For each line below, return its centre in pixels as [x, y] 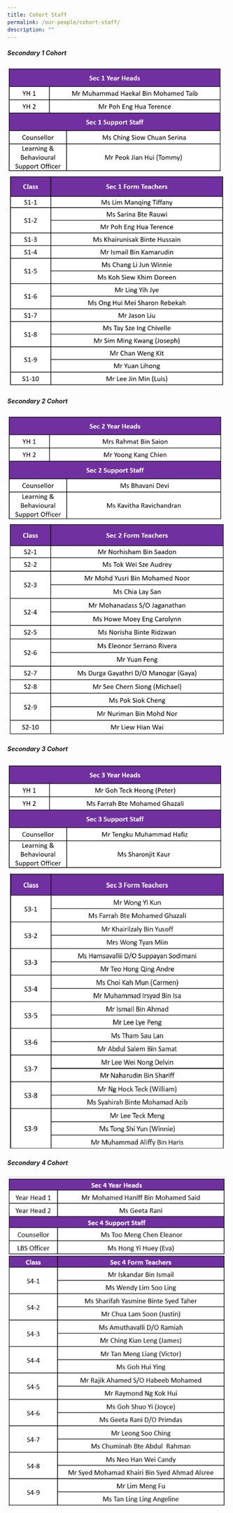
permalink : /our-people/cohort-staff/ [64, 22]
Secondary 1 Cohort [37, 53]
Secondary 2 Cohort [37, 401]
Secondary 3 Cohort [38, 749]
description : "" [31, 29]
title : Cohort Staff [37, 15]
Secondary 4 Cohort [38, 1163]
